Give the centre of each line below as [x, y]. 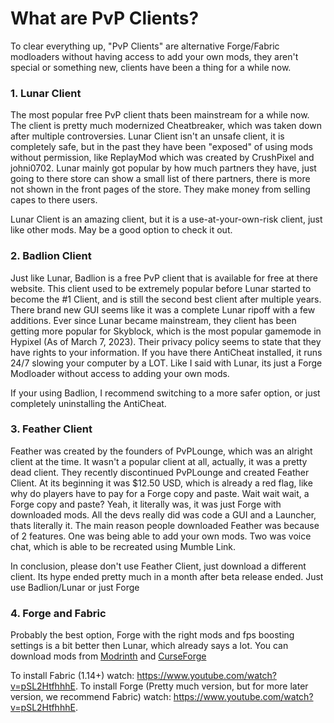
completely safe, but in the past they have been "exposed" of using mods [161, 147]
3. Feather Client [51, 429]
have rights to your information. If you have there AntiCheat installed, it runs [166, 352]
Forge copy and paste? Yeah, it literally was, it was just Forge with [146, 504]
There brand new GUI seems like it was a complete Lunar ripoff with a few [163, 309]
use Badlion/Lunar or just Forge [75, 587]
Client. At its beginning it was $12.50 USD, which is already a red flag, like [161, 483]
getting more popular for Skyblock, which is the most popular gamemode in [166, 331]
